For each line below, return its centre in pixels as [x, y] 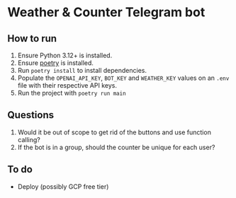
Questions [31, 115]
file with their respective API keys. [67, 85]
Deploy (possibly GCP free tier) [63, 186]
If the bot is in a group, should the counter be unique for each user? [116, 147]
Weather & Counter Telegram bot [106, 12]
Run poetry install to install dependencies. [82, 70]
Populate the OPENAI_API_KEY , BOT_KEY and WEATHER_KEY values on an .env [123, 78]
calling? [29, 139]
